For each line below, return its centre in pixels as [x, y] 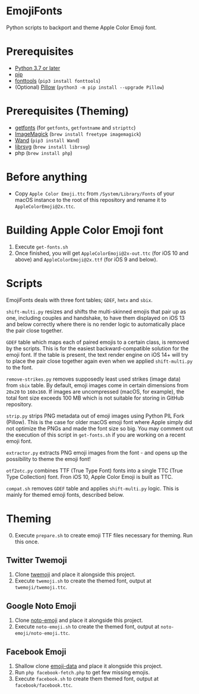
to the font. [20, 367]
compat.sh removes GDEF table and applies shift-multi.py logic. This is [93, 488]
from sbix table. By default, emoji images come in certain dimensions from [97, 385]
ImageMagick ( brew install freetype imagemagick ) [78, 134]
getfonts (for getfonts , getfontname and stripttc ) [75, 127]
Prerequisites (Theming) [68, 111]
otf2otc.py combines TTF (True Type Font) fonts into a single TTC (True [94, 470]
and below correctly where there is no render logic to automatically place [96, 324]
